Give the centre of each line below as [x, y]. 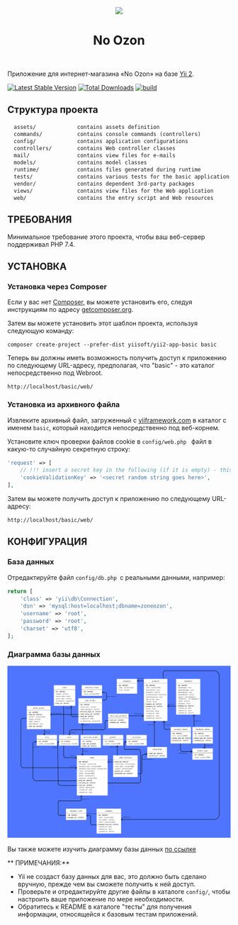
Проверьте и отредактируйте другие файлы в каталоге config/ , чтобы [124, 891]
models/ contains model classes [80, 162]
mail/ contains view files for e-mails [95, 155]
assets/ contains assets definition [87, 127]
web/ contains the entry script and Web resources [114, 198]
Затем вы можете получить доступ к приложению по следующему [109, 499]
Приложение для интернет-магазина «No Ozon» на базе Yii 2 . [101, 74]
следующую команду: [41, 331]
